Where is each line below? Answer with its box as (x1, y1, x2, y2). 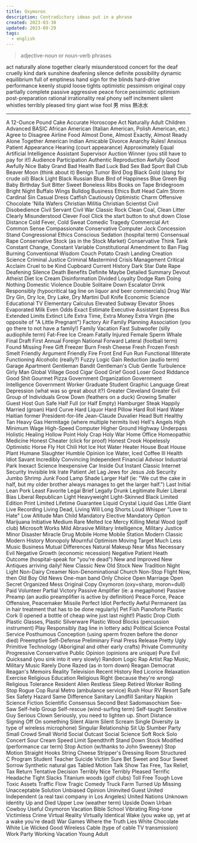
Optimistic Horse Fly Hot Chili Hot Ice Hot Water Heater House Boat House (6, 444, 186, 450)
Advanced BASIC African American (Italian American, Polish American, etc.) (6, 125, 189, 132)
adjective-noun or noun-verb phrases (20, 52, 112, 59)
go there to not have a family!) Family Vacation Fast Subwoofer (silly (6, 325, 171, 332)
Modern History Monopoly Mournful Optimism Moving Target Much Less (6, 537, 182, 544)
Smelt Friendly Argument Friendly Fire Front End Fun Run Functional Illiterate (6, 350, 191, 357)
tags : (6, 31, 19, 36)
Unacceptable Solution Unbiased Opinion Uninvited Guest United (6, 787, 163, 794)
